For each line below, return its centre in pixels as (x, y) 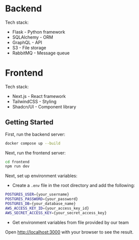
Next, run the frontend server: (35, 153)
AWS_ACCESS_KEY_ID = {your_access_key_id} (47, 208)
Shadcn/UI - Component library (44, 106)
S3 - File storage (29, 48)
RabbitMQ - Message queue (41, 53)
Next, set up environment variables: (41, 176)
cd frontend (17, 162)
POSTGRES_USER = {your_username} (37, 194)
